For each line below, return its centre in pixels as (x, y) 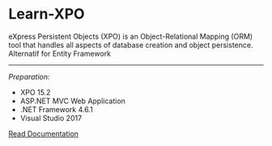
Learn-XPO (47, 14)
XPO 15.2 (35, 92)
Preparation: (29, 77)
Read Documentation (44, 133)
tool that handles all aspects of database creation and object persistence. (131, 44)
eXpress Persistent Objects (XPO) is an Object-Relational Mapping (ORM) (131, 36)
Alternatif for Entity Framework (60, 53)
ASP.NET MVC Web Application (72, 101)
